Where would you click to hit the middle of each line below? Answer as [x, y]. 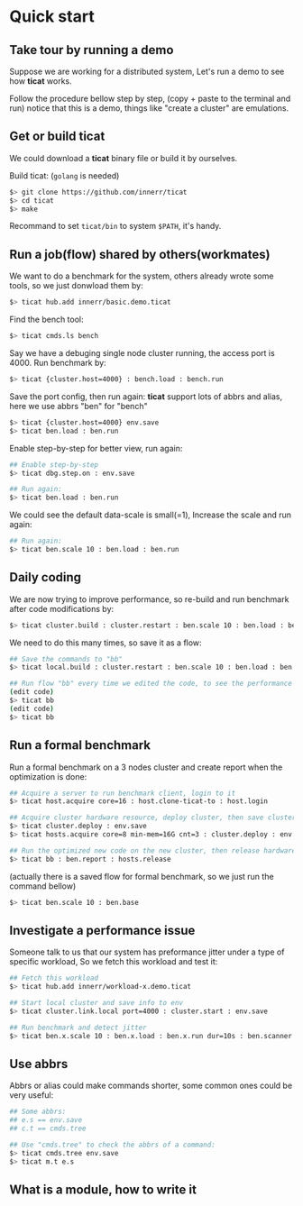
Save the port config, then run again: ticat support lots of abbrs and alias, [146, 396]
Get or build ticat [57, 137]
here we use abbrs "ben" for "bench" [78, 406]
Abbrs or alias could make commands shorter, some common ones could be [151, 1086]
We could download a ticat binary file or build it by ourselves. [124, 158]
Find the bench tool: [46, 320]
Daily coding [46, 577]
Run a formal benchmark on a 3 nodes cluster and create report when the [146, 767]
